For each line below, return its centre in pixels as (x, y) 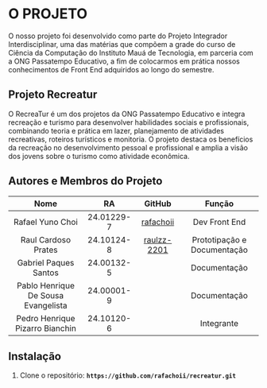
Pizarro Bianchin (46, 328)
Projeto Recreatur (53, 95)
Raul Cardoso (46, 239)
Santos (46, 273)
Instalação (35, 356)
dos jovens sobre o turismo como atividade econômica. (99, 156)
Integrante (219, 323)
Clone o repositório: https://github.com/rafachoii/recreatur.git (128, 375)
